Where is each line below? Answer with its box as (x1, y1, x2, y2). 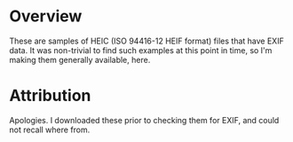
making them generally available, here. (9, 54, 151, 65)
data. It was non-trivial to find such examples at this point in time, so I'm (9, 44, 273, 55)
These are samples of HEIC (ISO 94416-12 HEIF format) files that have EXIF (9, 35, 284, 46)
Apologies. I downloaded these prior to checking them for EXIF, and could (9, 114, 280, 125)
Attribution (9, 86, 91, 106)
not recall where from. (9, 124, 91, 135)
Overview (9, 6, 83, 27)
